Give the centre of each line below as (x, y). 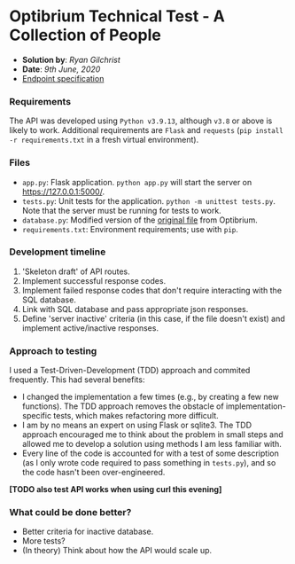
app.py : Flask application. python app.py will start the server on (137, 182)
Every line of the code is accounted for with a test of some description (150, 453)
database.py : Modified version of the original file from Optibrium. (140, 220)
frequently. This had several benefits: (77, 380)
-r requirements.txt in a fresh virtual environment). (104, 140)
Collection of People (85, 35)
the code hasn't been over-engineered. (93, 473)
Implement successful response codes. (94, 280)
